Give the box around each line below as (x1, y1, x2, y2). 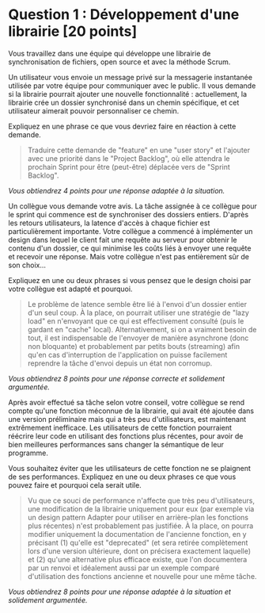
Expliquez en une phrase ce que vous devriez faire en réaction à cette (8, 121, 237, 131)
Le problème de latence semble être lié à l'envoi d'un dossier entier (27, 299, 248, 308)
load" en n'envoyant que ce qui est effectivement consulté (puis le (27, 316, 244, 326)
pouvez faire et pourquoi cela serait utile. (8, 480, 142, 489)
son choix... (8, 260, 46, 270)
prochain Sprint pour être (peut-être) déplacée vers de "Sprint (27, 162, 231, 171)
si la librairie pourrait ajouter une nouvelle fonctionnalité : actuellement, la (8, 89, 248, 98)
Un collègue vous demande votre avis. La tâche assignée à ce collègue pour (8, 201, 257, 211)
